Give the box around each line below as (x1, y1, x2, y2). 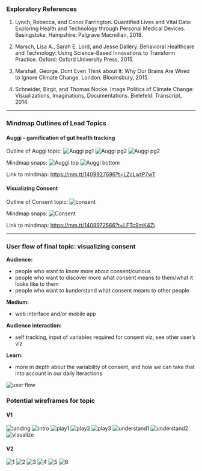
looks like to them (14, 280, 59, 288)
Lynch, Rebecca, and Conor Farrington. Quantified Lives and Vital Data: (14, 19, 192, 26)
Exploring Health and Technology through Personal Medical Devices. (14, 25, 186, 32)
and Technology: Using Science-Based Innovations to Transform (14, 49, 176, 57)
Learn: (6, 352, 23, 359)
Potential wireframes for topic (6, 396, 95, 405)
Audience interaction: (6, 321, 62, 329)
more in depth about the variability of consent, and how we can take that (14, 363, 195, 370)
